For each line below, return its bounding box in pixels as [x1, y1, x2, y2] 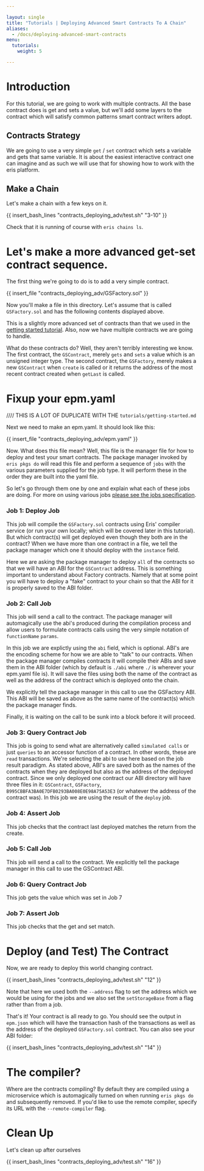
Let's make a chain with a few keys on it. [6, 200, 108, 207]
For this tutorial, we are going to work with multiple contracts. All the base [6, 100, 192, 107]
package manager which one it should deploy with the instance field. [6, 546, 180, 554]
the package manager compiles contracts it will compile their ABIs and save [6, 657, 197, 664]
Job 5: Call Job [6, 845, 52, 853]
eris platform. [6, 166, 40, 174]
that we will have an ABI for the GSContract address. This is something [6, 564, 182, 572]
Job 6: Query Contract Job [6, 880, 87, 888]
